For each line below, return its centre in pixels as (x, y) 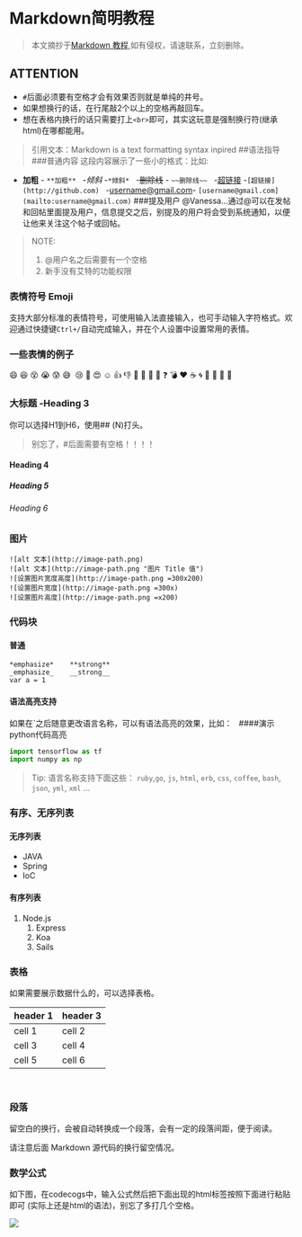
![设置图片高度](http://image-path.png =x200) (94, 598)
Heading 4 (29, 465)
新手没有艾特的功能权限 (88, 271)
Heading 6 (29, 508)
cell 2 (73, 1030)
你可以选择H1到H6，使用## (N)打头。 (79, 424)
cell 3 (26, 1046)
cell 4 (73, 1046)
